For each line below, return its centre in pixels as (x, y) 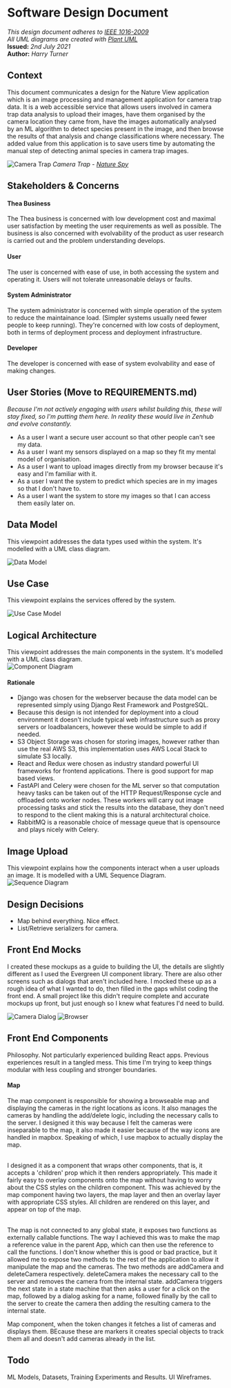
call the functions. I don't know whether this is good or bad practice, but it (112, 1252)
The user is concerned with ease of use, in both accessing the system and (113, 272)
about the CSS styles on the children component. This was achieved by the (114, 1187)
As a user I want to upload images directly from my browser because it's (120, 466)
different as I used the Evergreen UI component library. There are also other (115, 973)
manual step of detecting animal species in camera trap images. (98, 150)
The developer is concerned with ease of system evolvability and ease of (111, 363)
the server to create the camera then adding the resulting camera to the (109, 1303)
